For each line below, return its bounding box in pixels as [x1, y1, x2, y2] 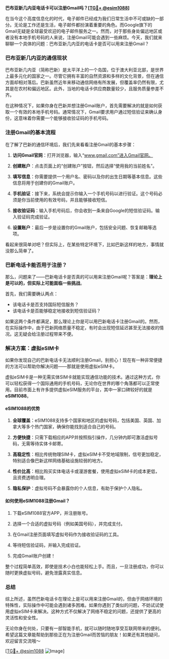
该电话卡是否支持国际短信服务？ [12, 301, 79, 307]
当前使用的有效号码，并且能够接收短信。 [26, 197, 110, 203]
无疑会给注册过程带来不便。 [18, 331, 76, 337]
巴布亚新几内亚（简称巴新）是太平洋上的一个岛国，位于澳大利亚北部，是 [5, 67, 155, 73]
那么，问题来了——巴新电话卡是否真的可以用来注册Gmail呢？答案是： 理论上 [5, 273, 162, 279]
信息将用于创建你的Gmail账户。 [12, 179, 78, 185]
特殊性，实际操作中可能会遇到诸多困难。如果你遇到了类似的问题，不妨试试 [5, 602, 159, 608]
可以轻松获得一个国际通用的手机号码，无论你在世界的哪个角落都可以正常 [5, 381, 155, 387]
